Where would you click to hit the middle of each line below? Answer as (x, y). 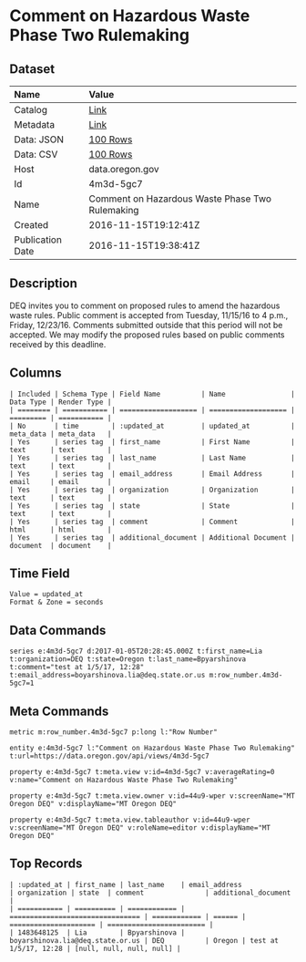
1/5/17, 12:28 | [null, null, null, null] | (95, 948)
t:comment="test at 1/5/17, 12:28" (77, 667)
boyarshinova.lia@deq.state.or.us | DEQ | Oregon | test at (144, 940)
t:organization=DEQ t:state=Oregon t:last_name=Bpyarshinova (128, 659)
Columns (36, 373)
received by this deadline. (58, 344)
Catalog (31, 110)
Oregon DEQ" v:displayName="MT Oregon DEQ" (93, 804)
